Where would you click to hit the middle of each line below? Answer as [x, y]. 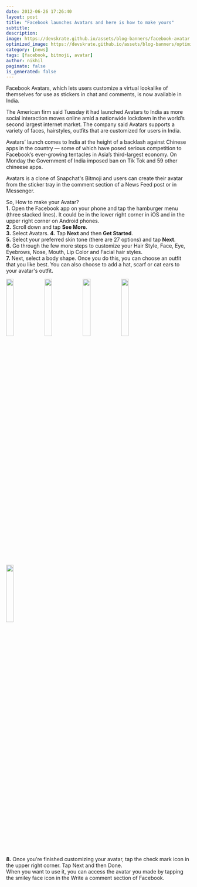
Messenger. [21, 191]
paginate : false [26, 66]
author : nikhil [25, 60]
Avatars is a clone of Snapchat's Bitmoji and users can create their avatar [94, 178]
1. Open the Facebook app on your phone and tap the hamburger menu [92, 208]
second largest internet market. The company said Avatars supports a [90, 124]
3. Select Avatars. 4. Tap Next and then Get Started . [70, 233]
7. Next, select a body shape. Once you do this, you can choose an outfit [94, 258]
